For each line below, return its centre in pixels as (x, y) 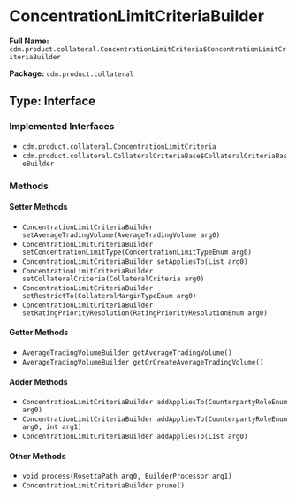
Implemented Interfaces (62, 127)
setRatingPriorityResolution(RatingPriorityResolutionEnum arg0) (144, 313)
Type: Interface (53, 101)
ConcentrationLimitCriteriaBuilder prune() (103, 486)
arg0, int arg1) (52, 427)
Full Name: (29, 41)
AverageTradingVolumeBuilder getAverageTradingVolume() (127, 353)
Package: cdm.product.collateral (72, 73)
